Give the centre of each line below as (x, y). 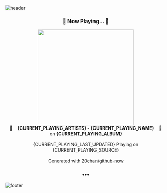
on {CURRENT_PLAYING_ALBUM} (86, 134)
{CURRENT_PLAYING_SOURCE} (86, 150)
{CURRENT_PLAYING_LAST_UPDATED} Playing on (86, 145)
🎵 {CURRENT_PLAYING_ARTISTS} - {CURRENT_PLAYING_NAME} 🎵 (86, 128)
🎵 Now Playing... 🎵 (86, 21)
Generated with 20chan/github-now (86, 161)
